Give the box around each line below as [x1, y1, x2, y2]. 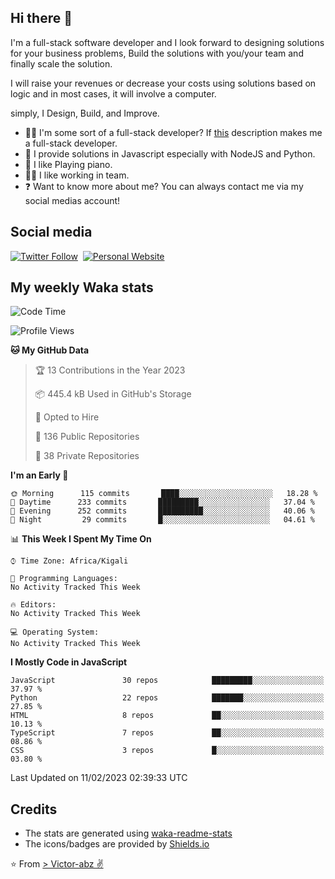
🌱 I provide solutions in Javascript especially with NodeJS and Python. [24, 147, 316, 160]
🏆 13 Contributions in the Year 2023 [34, 364, 186, 376]
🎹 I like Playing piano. [24, 158, 113, 170]
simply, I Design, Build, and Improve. [10, 107, 160, 119]
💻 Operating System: [10, 627, 100, 638]
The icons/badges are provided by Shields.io [24, 838, 210, 850]
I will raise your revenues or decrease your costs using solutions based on [10, 77, 317, 89]
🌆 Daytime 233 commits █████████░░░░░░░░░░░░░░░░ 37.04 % [10, 497, 315, 508]
